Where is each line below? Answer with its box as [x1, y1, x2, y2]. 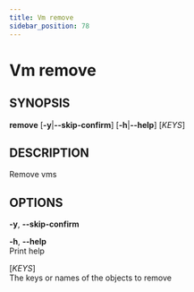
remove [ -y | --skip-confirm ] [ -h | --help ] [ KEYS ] [9, 119, 186, 130]
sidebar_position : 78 [9, 21, 90, 30]
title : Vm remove [9, 13, 74, 22]
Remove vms [9, 169, 57, 180]
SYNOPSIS [9, 96, 71, 111]
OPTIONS [9, 194, 63, 210]
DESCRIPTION [9, 145, 89, 160]
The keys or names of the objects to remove [9, 272, 173, 283]
